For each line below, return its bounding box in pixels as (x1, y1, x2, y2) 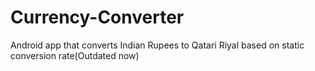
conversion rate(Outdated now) (10, 49, 140, 61)
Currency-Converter (10, 6, 185, 29)
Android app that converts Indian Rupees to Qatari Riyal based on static (10, 39, 305, 51)
